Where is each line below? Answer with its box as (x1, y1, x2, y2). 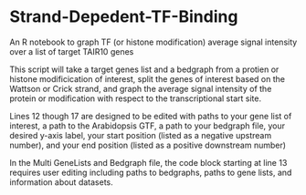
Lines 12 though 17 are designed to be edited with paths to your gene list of (9, 110, 292, 121)
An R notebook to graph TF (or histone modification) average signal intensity (9, 36, 298, 47)
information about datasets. (9, 176, 114, 188)
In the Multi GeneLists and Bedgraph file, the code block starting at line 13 (9, 157, 288, 168)
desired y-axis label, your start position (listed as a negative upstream (9, 129, 272, 140)
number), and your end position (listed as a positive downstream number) (9, 139, 286, 150)
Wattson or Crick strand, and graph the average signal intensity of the (9, 83, 272, 94)
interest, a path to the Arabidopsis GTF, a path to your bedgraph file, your (9, 120, 286, 131)
